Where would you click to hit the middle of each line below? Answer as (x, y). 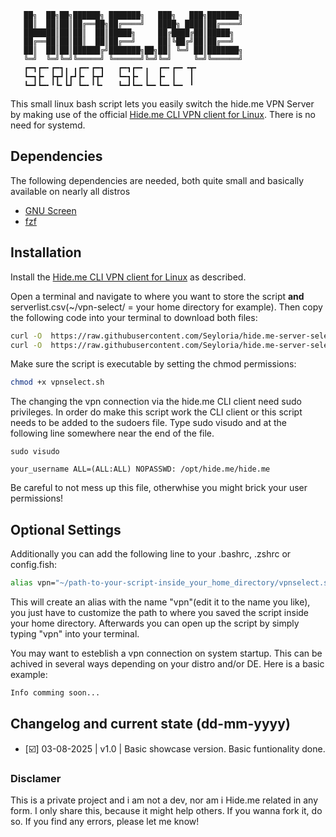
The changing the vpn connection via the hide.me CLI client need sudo (156, 402)
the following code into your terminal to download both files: (134, 317)
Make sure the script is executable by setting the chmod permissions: (153, 364)
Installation (46, 252)
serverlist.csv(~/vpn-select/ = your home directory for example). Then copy (166, 307)
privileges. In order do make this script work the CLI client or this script (156, 412)
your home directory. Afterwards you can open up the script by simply (155, 623)
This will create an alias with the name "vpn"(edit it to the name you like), (160, 602)
